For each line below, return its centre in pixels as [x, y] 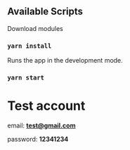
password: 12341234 [38, 139]
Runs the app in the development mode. [65, 61]
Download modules [35, 28]
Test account [46, 106]
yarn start [26, 78]
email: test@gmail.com [41, 125]
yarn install [30, 46]
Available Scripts [45, 12]
